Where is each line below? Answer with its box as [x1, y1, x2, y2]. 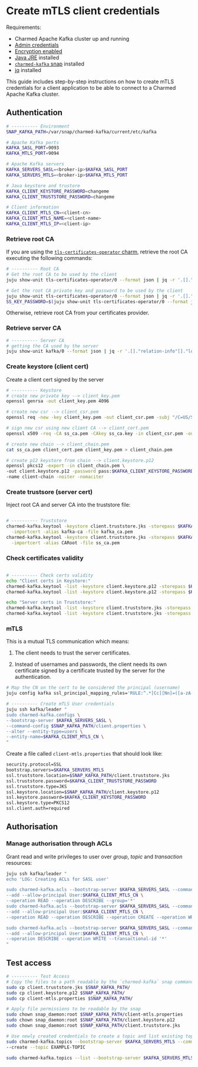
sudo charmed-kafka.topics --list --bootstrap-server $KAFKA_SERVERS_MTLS [6, 1055, 194, 1061]
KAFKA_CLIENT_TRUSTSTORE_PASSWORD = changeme [6, 194, 115, 200]
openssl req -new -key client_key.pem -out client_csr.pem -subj [6, 415, 170, 421]
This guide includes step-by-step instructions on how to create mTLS [6, 78, 174, 85]
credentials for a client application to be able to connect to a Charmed [6, 84, 176, 91]
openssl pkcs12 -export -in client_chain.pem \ [6, 463, 126, 469]
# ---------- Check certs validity [6, 572, 94, 578]
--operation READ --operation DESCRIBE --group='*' [6, 898, 136, 904]
